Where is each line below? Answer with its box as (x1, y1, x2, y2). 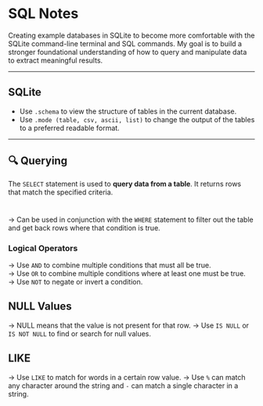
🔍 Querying (8, 154, 68, 168)
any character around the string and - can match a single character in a (8, 381, 239, 390)
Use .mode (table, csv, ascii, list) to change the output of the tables (19, 114, 255, 124)
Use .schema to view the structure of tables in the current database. (19, 107, 237, 116)
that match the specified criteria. (8, 187, 113, 197)
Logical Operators (8, 242, 78, 253)
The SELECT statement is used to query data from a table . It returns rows (8, 179, 241, 188)
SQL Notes (8, 5, 79, 23)
